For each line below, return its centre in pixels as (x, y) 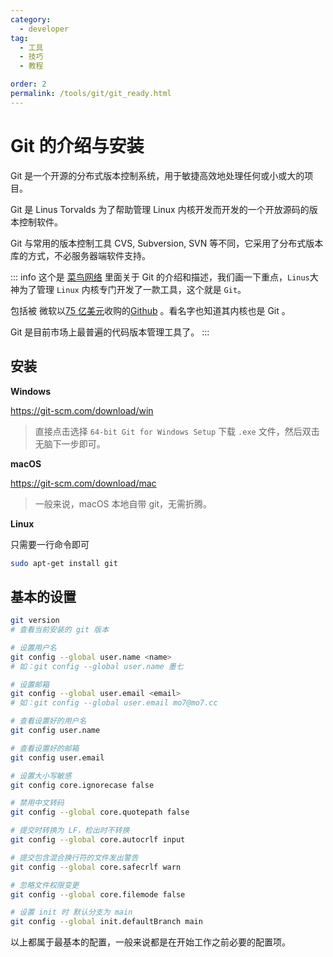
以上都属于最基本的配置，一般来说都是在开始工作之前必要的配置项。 (150, 942)
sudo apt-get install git (64, 563)
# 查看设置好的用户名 (48, 721)
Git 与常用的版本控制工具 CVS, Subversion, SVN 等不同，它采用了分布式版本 (167, 243)
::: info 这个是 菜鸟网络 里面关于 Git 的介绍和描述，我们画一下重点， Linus (160, 277)
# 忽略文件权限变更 (45, 885)
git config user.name (55, 731)
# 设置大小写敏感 (41, 776)
